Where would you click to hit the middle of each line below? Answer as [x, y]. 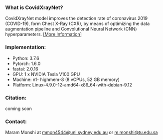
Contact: [16, 121]
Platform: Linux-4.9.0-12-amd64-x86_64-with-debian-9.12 [72, 84]
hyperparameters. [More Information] [44, 34]
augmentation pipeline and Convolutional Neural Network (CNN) [71, 29]
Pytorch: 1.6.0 [26, 63]
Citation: [16, 97]
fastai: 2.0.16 [25, 68]
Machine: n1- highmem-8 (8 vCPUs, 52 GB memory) [66, 79]
